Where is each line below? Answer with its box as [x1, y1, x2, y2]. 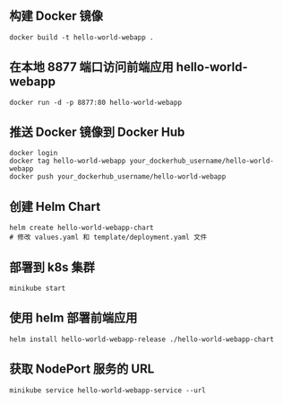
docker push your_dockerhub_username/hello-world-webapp [9, 172, 227, 181]
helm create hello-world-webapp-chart [9, 224, 154, 233]
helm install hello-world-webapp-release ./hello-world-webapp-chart [9, 335, 275, 344]
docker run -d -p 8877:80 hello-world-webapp [9, 98, 182, 107]
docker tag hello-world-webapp [9, 156, 126, 166]
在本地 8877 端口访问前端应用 [9, 59, 175, 75]
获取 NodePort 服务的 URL [9, 362, 155, 377]
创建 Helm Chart [9, 198, 101, 214]
